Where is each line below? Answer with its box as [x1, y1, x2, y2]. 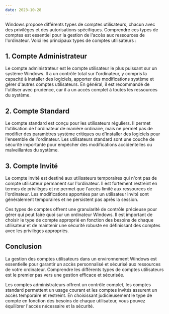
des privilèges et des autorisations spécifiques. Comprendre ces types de [5, 26, 158, 33]
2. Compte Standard [5, 107, 69, 115]
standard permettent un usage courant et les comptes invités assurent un [5, 287, 157, 293]
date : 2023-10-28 [5, 7, 42, 13]
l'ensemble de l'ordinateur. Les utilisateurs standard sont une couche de [5, 136, 155, 142]
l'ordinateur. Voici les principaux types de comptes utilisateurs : [5, 37, 137, 43]
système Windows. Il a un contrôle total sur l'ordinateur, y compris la [5, 71, 147, 77]
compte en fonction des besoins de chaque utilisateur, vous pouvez [5, 297, 146, 303]
